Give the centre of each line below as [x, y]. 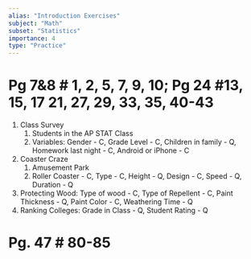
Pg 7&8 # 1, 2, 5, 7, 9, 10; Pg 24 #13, [126, 86]
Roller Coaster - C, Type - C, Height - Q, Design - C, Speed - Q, [137, 176]
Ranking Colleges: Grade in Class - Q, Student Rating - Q [114, 211]
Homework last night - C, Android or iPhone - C [111, 150]
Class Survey [42, 125]
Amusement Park [61, 168]
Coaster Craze [44, 159]
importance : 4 [32, 38]
